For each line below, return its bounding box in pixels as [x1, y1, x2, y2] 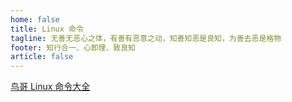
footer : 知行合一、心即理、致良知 [10, 42, 136, 53]
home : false [10, 14, 60, 25]
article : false [10, 52, 74, 62]
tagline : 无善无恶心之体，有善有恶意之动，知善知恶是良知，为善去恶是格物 [10, 33, 282, 43]
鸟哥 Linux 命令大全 [10, 81, 91, 93]
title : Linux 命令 [10, 24, 84, 34]
